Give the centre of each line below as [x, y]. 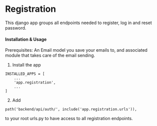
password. [16, 28]
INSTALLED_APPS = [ [25, 74]
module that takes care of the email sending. [50, 56]
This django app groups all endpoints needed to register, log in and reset [78, 23]
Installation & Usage [26, 39]
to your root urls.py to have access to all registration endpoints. [69, 119]
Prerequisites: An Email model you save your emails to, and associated [76, 50]
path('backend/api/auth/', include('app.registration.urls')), [71, 109]
